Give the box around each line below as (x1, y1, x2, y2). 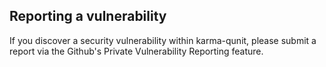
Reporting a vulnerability (9, 8, 167, 25)
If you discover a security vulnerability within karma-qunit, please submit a (9, 34, 317, 46)
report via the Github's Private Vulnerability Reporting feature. (9, 45, 264, 57)
